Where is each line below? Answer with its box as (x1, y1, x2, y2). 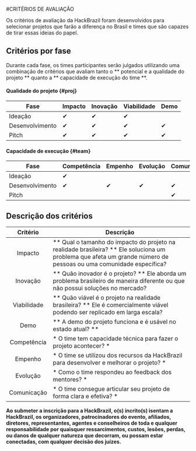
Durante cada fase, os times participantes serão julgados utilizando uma (6, 61, 180, 68)
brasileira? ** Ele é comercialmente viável (52, 301, 169, 309)
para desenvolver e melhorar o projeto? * (52, 359, 166, 367)
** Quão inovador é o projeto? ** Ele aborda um (52, 269, 187, 277)
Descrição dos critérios (6, 211, 93, 221)
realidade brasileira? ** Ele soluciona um (52, 245, 166, 254)
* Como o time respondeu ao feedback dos (52, 368, 172, 376)
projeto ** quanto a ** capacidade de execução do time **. (6, 74, 148, 81)
